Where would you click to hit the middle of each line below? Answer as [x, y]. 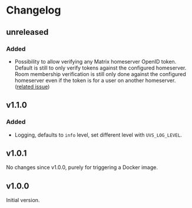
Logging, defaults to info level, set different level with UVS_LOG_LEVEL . [98, 135]
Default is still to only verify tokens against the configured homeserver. [100, 68]
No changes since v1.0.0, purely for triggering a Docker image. [82, 167]
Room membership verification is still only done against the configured [100, 74]
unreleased [27, 32]
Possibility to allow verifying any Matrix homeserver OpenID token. [95, 61]
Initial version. [23, 200]
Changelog [34, 10]
